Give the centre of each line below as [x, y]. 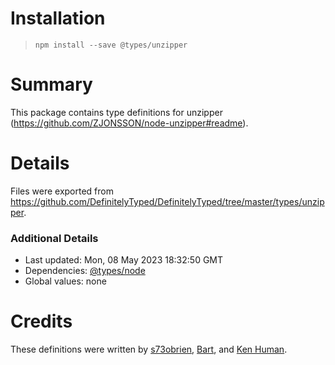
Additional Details [54, 238]
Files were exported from [62, 191]
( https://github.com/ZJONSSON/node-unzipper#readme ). [129, 123]
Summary [51, 84]
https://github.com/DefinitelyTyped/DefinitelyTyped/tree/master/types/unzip [167, 201]
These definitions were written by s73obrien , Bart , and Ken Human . [149, 349]
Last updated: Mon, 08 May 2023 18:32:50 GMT [124, 260]
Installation [58, 18]
